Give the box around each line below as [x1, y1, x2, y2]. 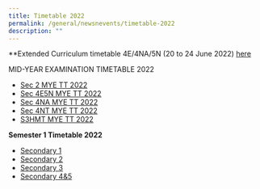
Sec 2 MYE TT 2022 [19, 80, 88, 90]
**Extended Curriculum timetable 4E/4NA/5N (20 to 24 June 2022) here [8, 49, 252, 59]
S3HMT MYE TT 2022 [19, 115, 94, 124]
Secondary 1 [19, 146, 62, 156]
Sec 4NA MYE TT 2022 [19, 98, 99, 107]
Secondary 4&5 [19, 171, 73, 182]
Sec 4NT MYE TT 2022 [19, 106, 99, 115]
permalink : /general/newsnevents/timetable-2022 [8, 19, 175, 27]
